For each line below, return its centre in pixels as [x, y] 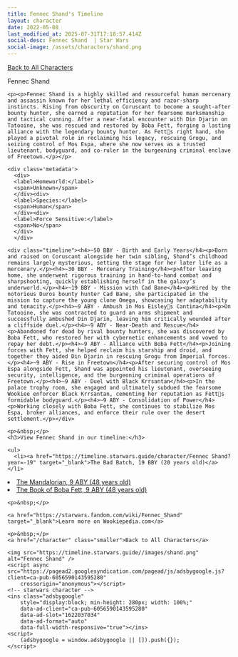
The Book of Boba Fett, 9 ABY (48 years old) [82, 490]
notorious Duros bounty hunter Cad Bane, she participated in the [108, 294]
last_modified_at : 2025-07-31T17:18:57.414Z [74, 34]
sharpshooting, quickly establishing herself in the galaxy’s [102, 282]
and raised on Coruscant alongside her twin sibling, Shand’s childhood [118, 257]
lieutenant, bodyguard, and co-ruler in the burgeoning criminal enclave [119, 151]
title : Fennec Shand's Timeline [55, 14]
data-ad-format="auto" [54, 621]
